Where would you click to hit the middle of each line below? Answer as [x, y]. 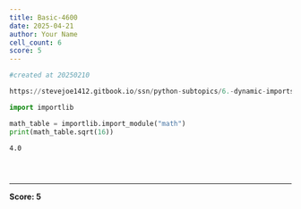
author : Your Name [43, 34]
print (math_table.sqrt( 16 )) [62, 132]
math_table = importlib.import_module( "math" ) [98, 123]
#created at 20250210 [50, 75]
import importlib [42, 107]
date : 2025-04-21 [42, 26]
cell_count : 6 [36, 42]
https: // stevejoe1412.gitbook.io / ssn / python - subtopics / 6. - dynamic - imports [152, 91]
